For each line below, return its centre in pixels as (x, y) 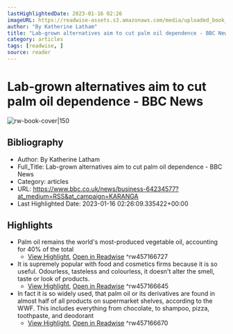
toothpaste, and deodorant (55, 316)
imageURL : (21, 20)
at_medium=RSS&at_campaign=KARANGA (78, 196)
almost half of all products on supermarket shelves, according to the (115, 301)
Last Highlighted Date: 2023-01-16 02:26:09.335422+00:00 (103, 203)
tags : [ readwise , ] (35, 46)
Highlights (30, 225)
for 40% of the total (45, 249)
